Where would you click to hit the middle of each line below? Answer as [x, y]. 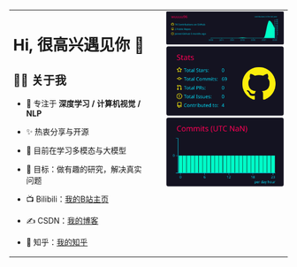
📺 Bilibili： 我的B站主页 [67, 199]
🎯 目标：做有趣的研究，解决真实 [84, 169]
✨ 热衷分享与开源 [58, 131]
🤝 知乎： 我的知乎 [57, 242]
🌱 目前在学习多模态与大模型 [76, 150]
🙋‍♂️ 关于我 [40, 80]
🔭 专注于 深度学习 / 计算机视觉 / [84, 103]
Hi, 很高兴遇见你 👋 [79, 45]
